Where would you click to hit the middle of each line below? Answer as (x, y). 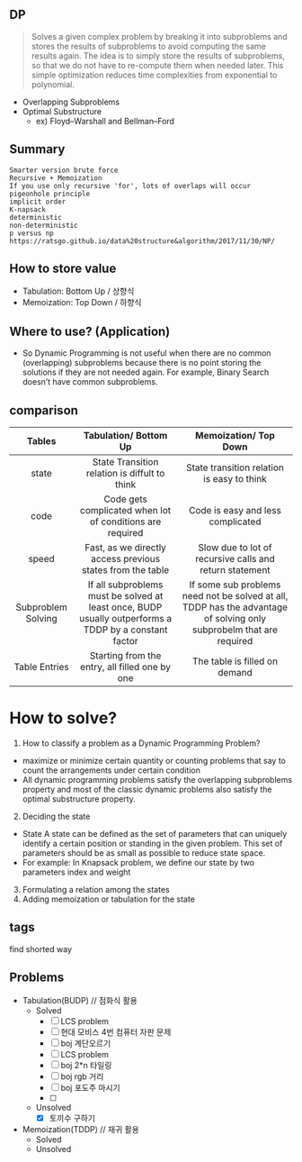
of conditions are (125, 522)
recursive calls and (235, 559)
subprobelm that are (235, 630)
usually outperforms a (126, 619)
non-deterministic (44, 225)
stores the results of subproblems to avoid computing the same (149, 46)
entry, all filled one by (126, 667)
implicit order (38, 202)
